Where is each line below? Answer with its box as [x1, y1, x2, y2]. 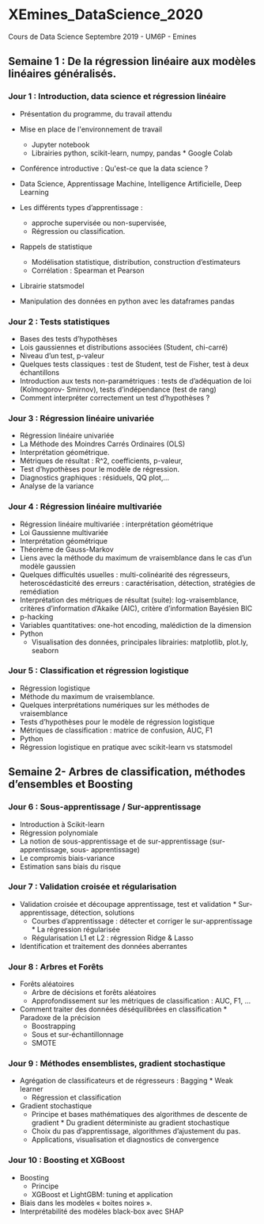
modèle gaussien [19, 561, 77, 571]
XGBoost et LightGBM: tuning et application [31, 1189, 174, 1199]
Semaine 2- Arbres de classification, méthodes [8, 765, 246, 778]
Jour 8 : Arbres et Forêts [8, 961, 104, 972]
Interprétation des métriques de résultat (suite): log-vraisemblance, [19, 595, 239, 604]
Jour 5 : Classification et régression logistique [8, 665, 190, 676]
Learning [19, 187, 49, 197]
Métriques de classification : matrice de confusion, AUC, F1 [19, 725, 213, 735]
